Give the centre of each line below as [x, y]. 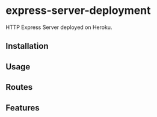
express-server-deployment [78, 11]
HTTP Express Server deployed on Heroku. [59, 27]
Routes [19, 87]
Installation [27, 46]
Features [23, 108]
